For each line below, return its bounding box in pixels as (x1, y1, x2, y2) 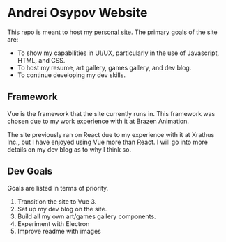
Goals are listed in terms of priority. (7, 184, 109, 192)
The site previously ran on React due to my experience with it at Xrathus (7, 130, 215, 138)
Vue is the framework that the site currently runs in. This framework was (7, 109, 216, 118)
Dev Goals (7, 166, 53, 177)
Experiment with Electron (17, 219, 90, 227)
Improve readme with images (17, 227, 101, 235)
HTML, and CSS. (17, 56, 66, 64)
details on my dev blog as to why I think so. (7, 145, 131, 154)
